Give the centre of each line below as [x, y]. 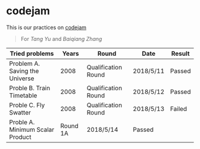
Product [20, 137]
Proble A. [22, 122]
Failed [179, 109]
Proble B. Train [30, 88]
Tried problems [32, 53]
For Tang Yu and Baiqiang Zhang [61, 39]
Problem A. [25, 64]
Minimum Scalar [32, 129]
